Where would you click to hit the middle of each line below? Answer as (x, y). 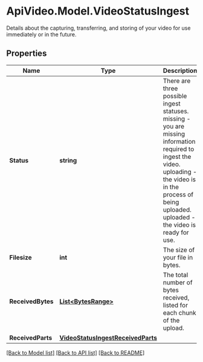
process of (178, 194)
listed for (176, 305)
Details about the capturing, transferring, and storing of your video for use (98, 28)
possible (175, 96)
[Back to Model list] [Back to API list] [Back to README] (76, 352)
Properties (27, 54)
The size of (179, 250)
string (68, 160)
